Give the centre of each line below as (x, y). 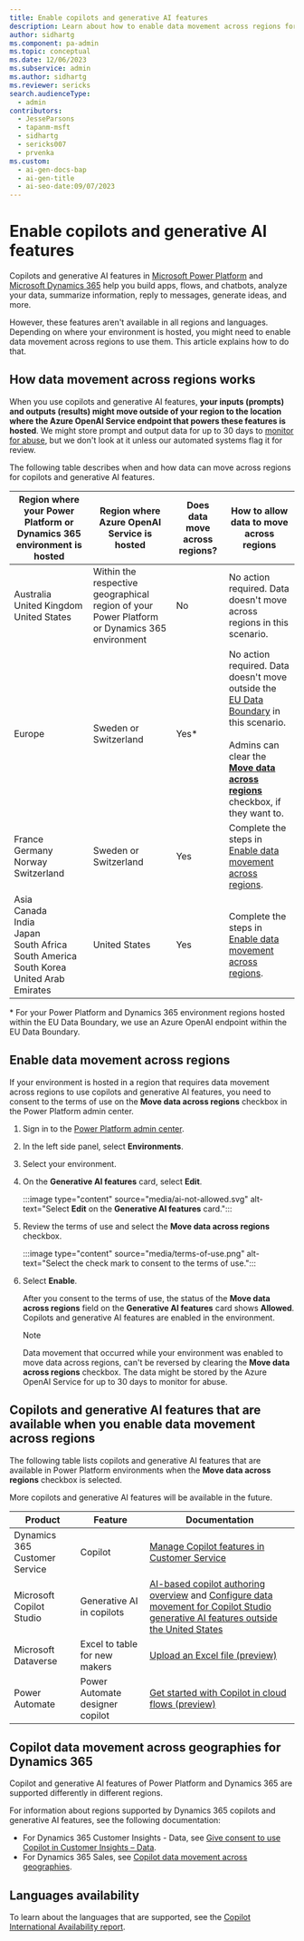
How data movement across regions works (133, 380)
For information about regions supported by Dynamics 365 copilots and (142, 1810)
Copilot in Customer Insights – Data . (89, 1848)
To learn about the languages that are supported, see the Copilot (130, 1917)
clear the (247, 756)
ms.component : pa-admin (54, 43)
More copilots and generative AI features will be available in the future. (141, 1497)
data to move (259, 522)
